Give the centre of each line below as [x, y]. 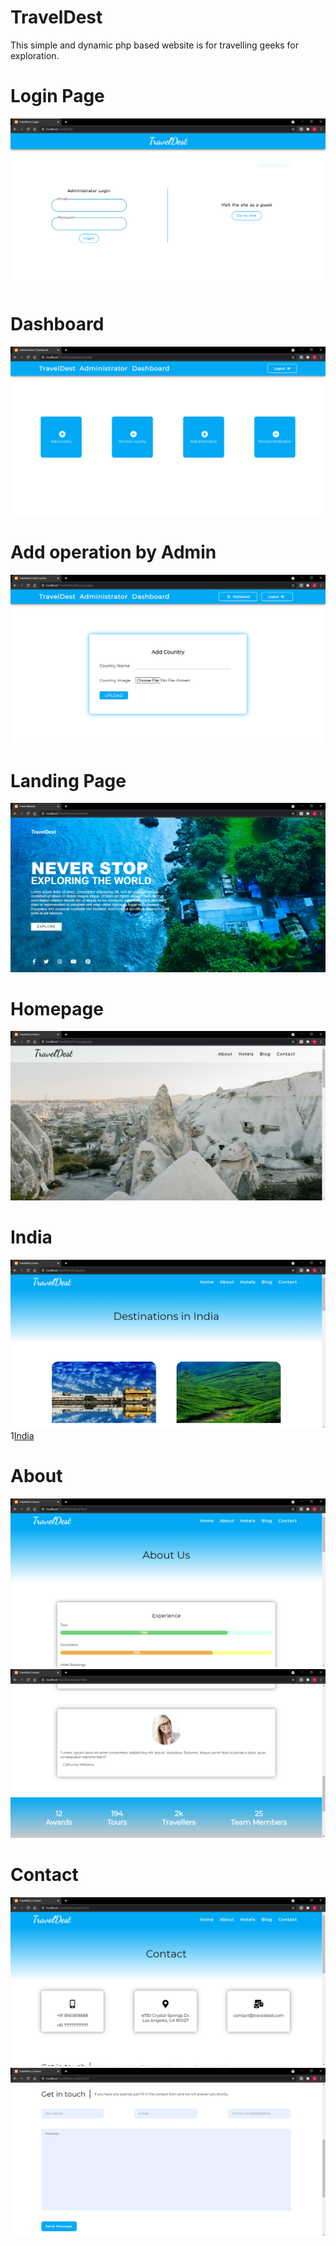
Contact [44, 1875]
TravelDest [56, 17]
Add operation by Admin [113, 552]
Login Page [57, 96]
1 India [22, 1435]
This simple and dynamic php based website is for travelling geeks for [154, 45]
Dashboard [57, 324]
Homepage [57, 1008]
